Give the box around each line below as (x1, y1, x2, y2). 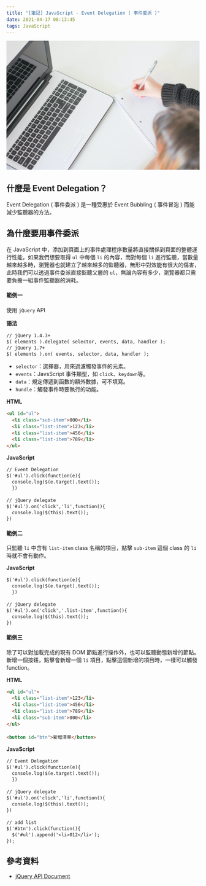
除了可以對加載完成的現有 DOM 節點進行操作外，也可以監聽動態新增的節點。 (6, 648, 200, 656)
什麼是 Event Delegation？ (6, 183, 107, 194)
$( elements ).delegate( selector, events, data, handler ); (6, 339, 166, 345)
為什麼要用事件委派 (6, 228, 79, 239)
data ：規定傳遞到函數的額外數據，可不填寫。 (15, 378, 129, 385)
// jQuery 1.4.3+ (6, 332, 51, 339)
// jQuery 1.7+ (6, 345, 45, 351)
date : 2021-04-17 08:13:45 (6, 16, 75, 23)
